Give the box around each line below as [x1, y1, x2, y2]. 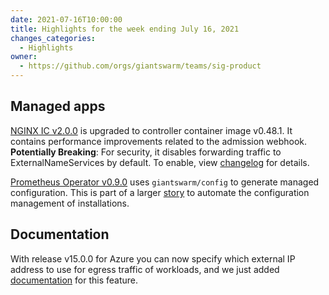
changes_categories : [10, 33, 97, 43]
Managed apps [10, 98, 106, 115]
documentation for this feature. [10, 274, 139, 286]
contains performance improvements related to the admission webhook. [10, 135, 308, 147]
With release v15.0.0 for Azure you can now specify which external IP [10, 252, 296, 265]
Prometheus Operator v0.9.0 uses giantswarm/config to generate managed [10, 176, 320, 188]
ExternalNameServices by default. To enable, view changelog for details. [10, 156, 310, 168]
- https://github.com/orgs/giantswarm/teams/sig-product [19, 61, 262, 71]
